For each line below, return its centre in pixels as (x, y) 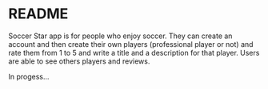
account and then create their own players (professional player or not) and (131, 44)
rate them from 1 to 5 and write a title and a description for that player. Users (134, 52)
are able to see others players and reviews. (79, 61)
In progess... (29, 76)
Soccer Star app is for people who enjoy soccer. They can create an (120, 36)
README (38, 14)
